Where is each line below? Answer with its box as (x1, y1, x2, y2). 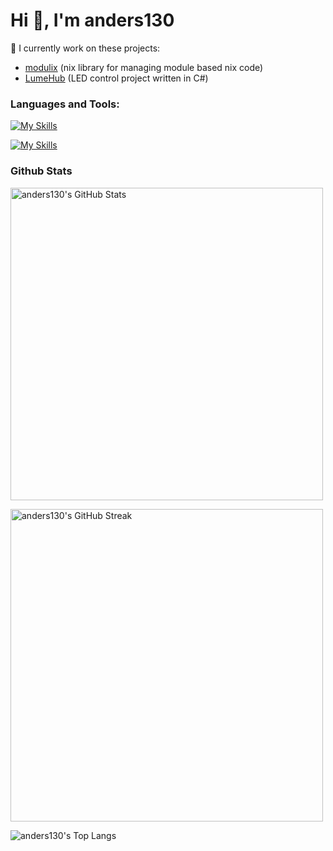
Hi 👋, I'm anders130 (10, 9, 175, 32)
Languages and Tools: (10, 97, 120, 111)
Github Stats (10, 164, 73, 178)
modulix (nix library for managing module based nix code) (24, 61, 264, 73)
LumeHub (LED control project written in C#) (24, 72, 209, 84)
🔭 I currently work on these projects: (10, 42, 161, 54)
